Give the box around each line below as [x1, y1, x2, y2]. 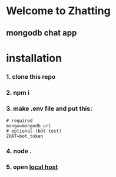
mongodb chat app [6, 28, 77, 38]
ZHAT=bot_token [6, 133, 44, 139]
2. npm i [6, 88, 29, 96]
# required [6, 117, 33, 124]
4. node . [6, 147, 32, 155]
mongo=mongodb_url [6, 123, 51, 128]
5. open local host [6, 163, 58, 171]
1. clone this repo [6, 72, 56, 81]
